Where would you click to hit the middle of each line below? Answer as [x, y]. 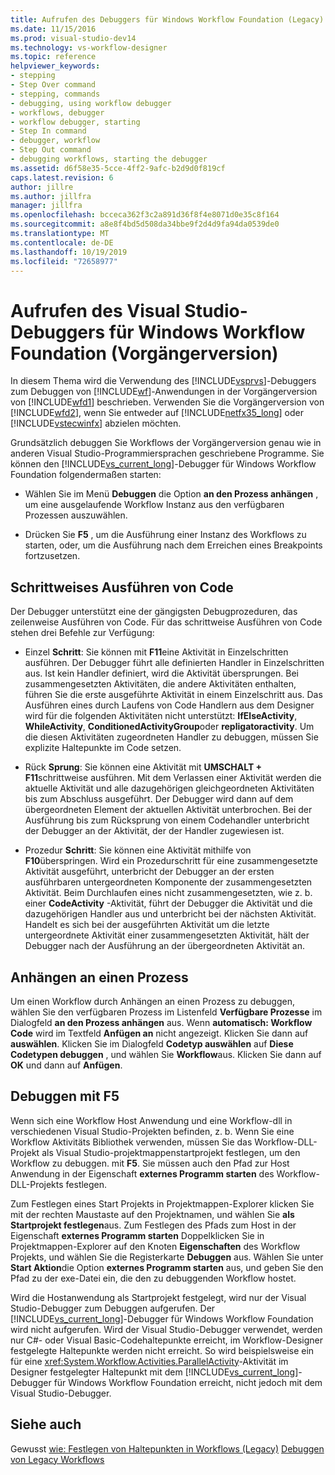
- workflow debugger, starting [75, 122]
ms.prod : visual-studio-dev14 [73, 38]
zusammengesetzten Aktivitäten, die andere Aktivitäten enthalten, [160, 684]
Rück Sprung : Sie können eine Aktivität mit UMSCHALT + [143, 767]
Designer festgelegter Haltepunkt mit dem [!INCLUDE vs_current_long [153, 1372]
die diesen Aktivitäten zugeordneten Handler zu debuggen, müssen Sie [171, 737]
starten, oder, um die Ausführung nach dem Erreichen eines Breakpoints [173, 545]
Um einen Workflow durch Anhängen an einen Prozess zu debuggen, [152, 1001]
